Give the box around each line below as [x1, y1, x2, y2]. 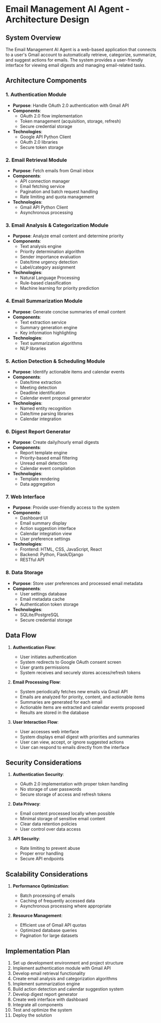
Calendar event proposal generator [20, 395, 91, 401]
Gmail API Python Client [20, 204, 68, 210]
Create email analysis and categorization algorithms [12, 976, 117, 982]
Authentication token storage [20, 601, 79, 607]
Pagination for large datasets [20, 932, 78, 938]
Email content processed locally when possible [20, 810, 115, 816]
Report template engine [20, 450, 68, 456]
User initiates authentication [20, 653, 77, 660]
